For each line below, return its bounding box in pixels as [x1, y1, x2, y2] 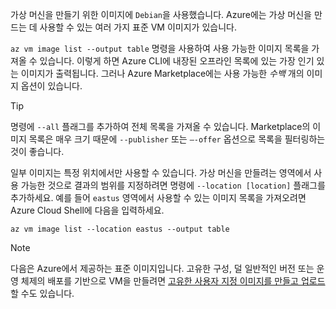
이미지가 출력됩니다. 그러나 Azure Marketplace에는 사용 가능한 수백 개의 [20, 68, 305, 79]
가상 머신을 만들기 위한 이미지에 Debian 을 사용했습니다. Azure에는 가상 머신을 [10, 9, 312, 20]
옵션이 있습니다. [20, 80, 83, 92]
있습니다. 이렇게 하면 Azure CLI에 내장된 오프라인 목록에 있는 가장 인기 [39, 55, 315, 67]
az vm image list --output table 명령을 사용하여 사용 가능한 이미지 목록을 [10, 43, 310, 54]
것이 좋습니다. [10, 146, 65, 157]
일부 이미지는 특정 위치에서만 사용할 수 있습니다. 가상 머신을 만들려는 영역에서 [10, 167, 312, 178]
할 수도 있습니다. [10, 288, 75, 299]
